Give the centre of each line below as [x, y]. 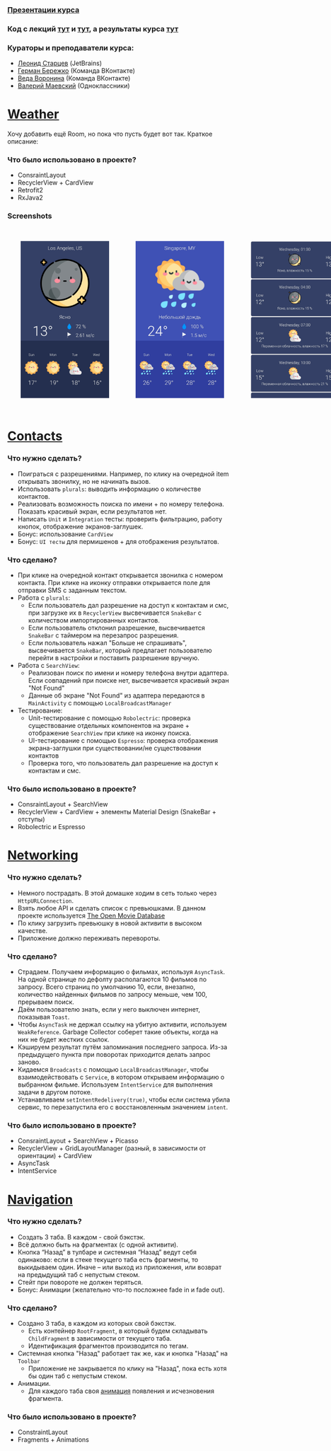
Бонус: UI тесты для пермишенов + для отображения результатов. [118, 541]
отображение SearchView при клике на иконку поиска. [110, 733]
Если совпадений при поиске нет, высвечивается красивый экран [128, 680]
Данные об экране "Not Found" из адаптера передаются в [116, 695]
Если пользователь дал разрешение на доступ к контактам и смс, [128, 605]
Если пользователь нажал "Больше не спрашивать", [108, 643]
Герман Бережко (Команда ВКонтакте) [76, 71]
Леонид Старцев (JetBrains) [60, 63]
